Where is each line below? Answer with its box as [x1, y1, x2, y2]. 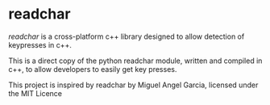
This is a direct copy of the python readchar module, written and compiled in [8, 56, 263, 65]
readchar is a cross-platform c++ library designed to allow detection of [8, 31, 245, 41]
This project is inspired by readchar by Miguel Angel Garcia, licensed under [8, 80, 259, 90]
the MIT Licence [8, 88, 63, 98]
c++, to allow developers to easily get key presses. [8, 64, 177, 73]
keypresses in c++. [8, 40, 73, 49]
